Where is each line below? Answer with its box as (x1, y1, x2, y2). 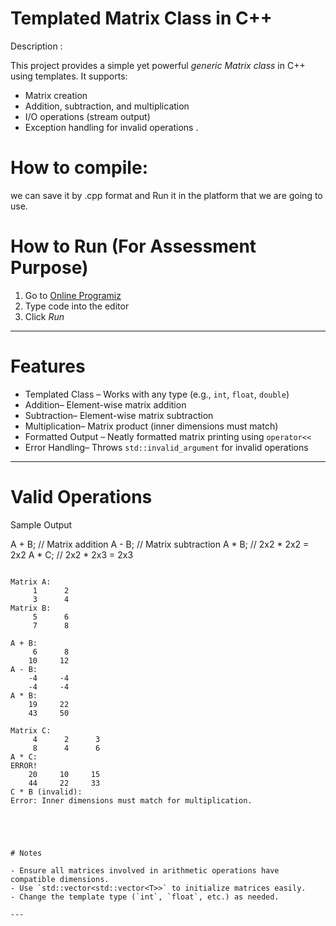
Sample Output (10, 518, 73, 531)
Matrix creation (24, 89, 88, 101)
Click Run (24, 310, 65, 322)
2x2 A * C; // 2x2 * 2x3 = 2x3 (10, 548, 134, 561)
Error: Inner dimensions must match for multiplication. (10, 795, 253, 806)
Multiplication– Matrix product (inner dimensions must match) (24, 420, 279, 432)
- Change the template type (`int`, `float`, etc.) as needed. (10, 892, 280, 902)
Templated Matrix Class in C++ (10, 7, 273, 30)
